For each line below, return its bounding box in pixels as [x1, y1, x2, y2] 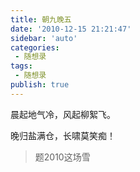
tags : [10, 61, 33, 71]
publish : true [10, 80, 70, 90]
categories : [10, 42, 60, 53]
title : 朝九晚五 [10, 14, 72, 25]
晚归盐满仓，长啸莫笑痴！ [10, 129, 116, 141]
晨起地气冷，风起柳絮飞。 [10, 108, 116, 120]
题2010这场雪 [34, 151, 91, 163]
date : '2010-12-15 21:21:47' [10, 24, 132, 34]
